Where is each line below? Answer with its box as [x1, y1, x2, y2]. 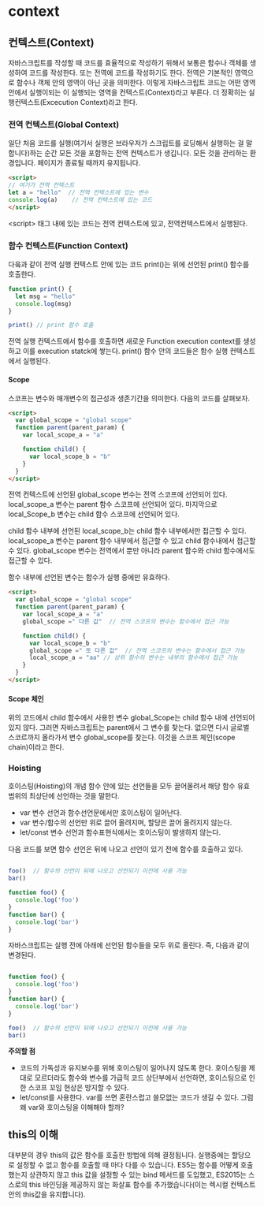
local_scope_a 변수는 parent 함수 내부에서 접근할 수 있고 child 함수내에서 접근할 [8, 536, 256, 545]
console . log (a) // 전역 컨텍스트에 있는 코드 [8, 195, 153, 203]
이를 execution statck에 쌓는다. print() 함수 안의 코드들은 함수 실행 [22, 346, 229, 356]
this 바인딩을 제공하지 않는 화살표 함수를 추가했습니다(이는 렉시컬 [28, 1180, 229, 1189]
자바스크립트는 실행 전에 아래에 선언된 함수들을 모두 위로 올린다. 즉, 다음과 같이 [8, 940, 250, 950]
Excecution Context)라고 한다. [42, 98, 138, 106]
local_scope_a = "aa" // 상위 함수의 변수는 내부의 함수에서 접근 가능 [28, 653, 238, 662]
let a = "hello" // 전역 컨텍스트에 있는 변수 [8, 188, 150, 197]
